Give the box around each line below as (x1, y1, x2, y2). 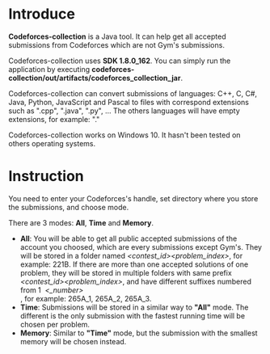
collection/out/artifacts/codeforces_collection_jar (8, 73, 181, 82)
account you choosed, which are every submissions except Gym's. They (19, 242, 263, 251)
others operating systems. (8, 138, 95, 148)
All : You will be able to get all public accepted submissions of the (19, 234, 238, 243)
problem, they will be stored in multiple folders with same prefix (19, 268, 232, 277)
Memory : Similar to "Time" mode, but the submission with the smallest (19, 328, 258, 338)
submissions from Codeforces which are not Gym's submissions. (8, 40, 225, 49)
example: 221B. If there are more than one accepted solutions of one (19, 259, 249, 269)
